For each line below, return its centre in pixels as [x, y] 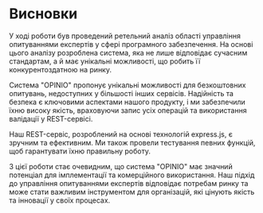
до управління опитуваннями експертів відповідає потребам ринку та [129, 183]
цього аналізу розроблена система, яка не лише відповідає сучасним [128, 52]
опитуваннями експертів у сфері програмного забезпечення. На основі [131, 44]
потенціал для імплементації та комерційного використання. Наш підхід [132, 175]
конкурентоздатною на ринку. [61, 69]
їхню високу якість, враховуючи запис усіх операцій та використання [128, 110]
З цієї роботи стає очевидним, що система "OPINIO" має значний [121, 166]
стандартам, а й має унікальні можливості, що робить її [105, 61]
